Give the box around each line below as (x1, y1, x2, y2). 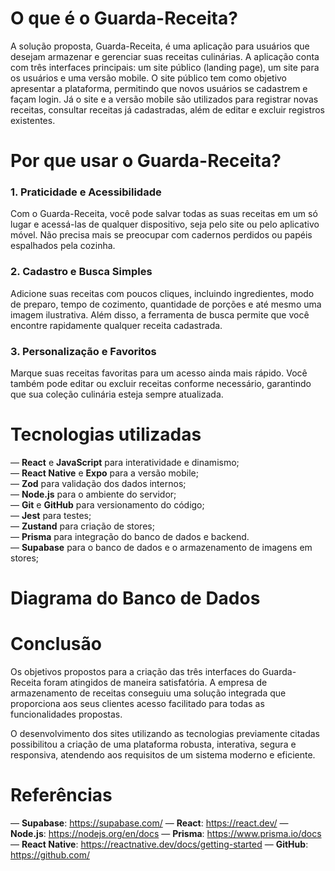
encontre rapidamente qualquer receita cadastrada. (10, 319, 223, 331)
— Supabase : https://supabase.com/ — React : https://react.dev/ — (10, 817, 289, 829)
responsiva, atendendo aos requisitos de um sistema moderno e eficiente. (10, 749, 316, 761)
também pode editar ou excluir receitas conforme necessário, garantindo (10, 378, 312, 390)
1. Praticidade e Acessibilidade (10, 185, 162, 199)
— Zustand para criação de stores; (10, 520, 155, 532)
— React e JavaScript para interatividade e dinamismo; (10, 456, 240, 468)
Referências (10, 784, 113, 807)
